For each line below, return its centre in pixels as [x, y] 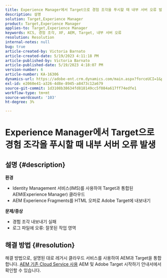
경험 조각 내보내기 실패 [34, 222]
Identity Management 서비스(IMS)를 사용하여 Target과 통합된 [73, 188]
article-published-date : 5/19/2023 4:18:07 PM [54, 65]
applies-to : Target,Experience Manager [46, 28]
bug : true [15, 47]
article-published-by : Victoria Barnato [48, 61]
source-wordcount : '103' [31, 97]
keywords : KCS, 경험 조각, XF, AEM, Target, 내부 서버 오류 [63, 33]
